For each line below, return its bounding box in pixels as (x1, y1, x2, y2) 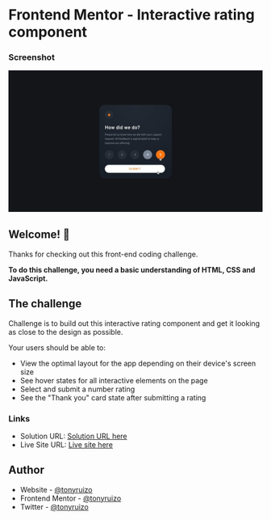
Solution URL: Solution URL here (19, 431, 127, 441)
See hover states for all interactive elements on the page (19, 375, 208, 385)
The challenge (8, 297, 82, 311)
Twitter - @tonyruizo (19, 501, 89, 511)
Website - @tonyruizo (19, 484, 93, 494)
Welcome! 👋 (8, 228, 70, 242)
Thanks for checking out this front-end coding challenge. (8, 249, 198, 259)
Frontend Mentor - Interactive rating (8, 6, 256, 24)
